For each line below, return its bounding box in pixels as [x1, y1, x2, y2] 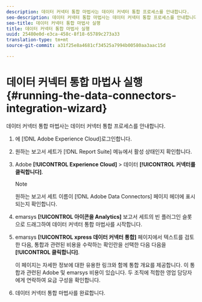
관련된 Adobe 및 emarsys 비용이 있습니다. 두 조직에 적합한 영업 [26, 269, 177, 276]
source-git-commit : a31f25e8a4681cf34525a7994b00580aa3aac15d [6, 43, 166, 49]
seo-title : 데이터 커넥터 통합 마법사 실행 [6, 20, 101, 26]
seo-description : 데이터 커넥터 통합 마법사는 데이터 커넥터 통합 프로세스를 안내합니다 [6, 14, 198, 20]
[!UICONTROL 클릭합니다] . [14, 248, 80, 256]
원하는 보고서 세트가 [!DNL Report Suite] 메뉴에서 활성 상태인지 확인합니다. [14, 148, 192, 155]
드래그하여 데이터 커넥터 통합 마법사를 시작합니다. [26, 221, 143, 228]
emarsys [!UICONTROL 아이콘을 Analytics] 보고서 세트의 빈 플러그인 [14, 213, 181, 220]
